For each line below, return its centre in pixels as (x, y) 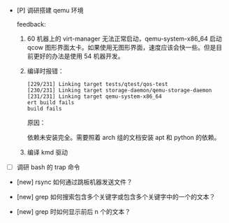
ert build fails (51, 103)
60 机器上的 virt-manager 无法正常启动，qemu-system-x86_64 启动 (125, 38)
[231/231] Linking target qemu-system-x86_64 (94, 96)
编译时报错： (45, 71)
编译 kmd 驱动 (47, 152)
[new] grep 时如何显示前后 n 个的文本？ (74, 212)
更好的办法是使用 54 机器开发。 (79, 56)
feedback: (31, 24)
